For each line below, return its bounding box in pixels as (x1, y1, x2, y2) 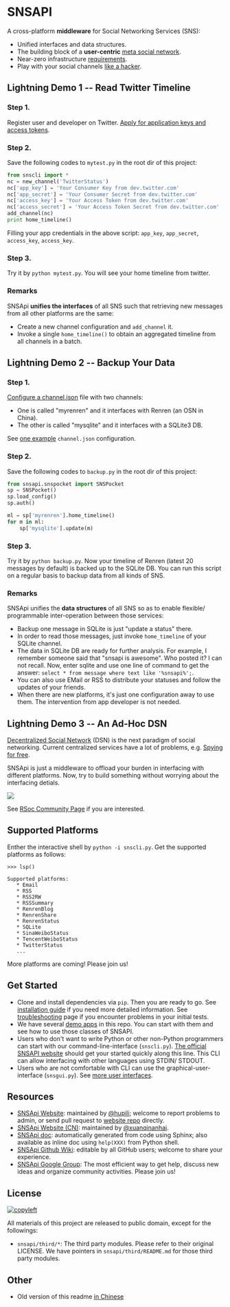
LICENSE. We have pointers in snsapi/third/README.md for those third (16, 1247, 213, 1255)
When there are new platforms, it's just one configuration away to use (16, 690, 215, 699)
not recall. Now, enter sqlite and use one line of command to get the (16, 661, 209, 670)
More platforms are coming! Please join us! (7, 960, 128, 968)
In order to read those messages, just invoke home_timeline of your (16, 632, 207, 640)
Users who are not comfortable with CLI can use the (16, 1064, 165, 1072)
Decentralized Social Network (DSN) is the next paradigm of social (7, 736, 196, 745)
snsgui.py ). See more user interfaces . (46, 1070, 153, 1079)
